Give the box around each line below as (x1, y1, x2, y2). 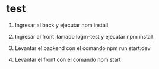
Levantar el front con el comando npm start (14, 56, 121, 63)
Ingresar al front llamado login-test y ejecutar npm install (14, 33, 154, 40)
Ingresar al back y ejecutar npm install (14, 21, 109, 29)
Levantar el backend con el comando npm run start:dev (14, 44, 151, 52)
